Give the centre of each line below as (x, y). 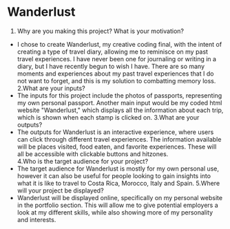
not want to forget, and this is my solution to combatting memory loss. (116, 80)
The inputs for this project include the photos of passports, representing (119, 95)
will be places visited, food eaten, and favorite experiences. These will (117, 146)
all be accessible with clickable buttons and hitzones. (93, 154)
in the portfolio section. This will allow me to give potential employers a (117, 205)
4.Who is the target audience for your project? (83, 161)
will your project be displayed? (61, 190)
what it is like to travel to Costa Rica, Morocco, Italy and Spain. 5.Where (118, 183)
